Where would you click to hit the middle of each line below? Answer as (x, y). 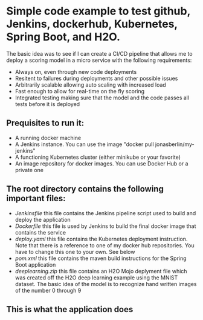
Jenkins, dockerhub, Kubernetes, (92, 24)
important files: (36, 198)
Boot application (35, 264)
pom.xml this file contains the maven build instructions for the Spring (101, 258)
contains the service (40, 232)
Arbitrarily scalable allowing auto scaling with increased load (90, 85)
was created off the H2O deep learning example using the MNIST (96, 278)
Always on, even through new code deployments (76, 72)
